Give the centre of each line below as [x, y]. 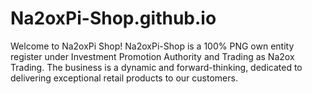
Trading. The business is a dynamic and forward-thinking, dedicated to [156, 67]
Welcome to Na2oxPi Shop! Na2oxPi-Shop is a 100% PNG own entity [152, 46]
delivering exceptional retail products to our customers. [124, 78]
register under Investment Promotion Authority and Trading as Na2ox [152, 56]
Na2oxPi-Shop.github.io [113, 18]
